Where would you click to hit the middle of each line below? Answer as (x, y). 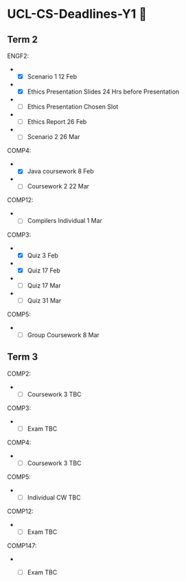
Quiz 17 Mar (44, 285)
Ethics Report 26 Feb (57, 122)
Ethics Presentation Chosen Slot (73, 107)
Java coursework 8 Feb (60, 171)
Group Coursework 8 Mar (63, 335)
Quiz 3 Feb (43, 255)
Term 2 (22, 40)
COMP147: (22, 546)
